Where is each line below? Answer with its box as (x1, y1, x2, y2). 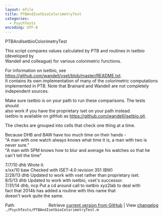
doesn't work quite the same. (5, 193, 64, 199)
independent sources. (5, 88, 49, 94)
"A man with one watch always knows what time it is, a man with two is (5, 137, 147, 143)
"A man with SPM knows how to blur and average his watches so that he (5, 148, 150, 153)
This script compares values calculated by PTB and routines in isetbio (5, 48, 145, 54)
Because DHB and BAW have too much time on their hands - (5, 132, 127, 138)
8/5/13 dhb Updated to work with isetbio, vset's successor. (5, 178, 123, 184)
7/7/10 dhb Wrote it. (5, 162, 45, 168)
